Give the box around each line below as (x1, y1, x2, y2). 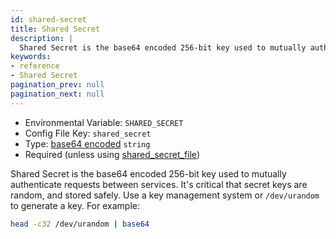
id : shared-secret (10, 14, 87, 25)
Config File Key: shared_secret (24, 127, 152, 139)
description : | (10, 33, 74, 43)
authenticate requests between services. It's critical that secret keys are (10, 178, 308, 190)
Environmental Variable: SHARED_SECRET (24, 116, 184, 128)
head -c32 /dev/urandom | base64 (10, 219, 150, 229)
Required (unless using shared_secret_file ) (24, 148, 200, 160)
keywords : (10, 52, 52, 62)
